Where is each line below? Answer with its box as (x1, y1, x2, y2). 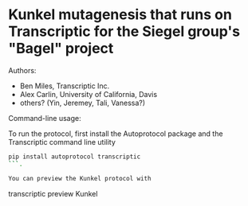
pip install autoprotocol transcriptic (8, 153, 141, 161)
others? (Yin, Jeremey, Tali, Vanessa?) (19, 98, 146, 107)
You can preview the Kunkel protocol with (8, 174, 152, 182)
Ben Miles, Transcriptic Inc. (19, 81, 110, 91)
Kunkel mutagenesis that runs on (8, 6, 233, 24)
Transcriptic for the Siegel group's (8, 22, 241, 41)
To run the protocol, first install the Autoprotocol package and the (8, 129, 223, 138)
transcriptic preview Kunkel (8, 189, 98, 198)
